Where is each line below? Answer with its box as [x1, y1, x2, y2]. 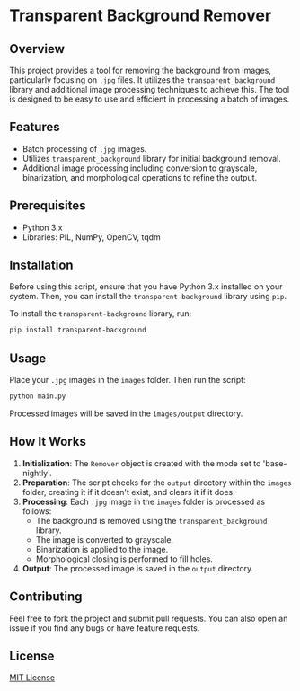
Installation [9, 258, 74, 273]
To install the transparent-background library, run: [9, 308, 192, 319]
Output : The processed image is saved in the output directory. [22, 563, 254, 573]
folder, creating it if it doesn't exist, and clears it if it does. [22, 486, 235, 497]
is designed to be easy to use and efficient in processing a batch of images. [9, 93, 290, 104]
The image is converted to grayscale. [35, 534, 173, 545]
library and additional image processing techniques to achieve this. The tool [9, 84, 290, 94]
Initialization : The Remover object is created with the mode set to [22, 457, 261, 468]
